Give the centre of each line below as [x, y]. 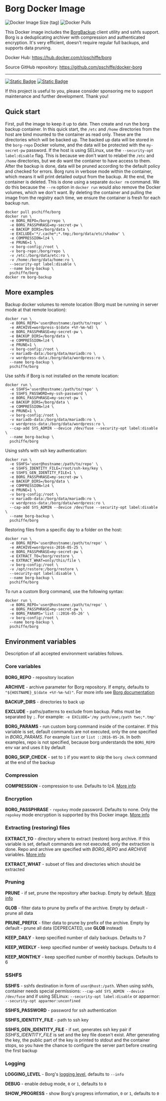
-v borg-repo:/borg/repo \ [37, 251]
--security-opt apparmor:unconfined [43, 1001]
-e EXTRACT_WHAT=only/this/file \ [45, 560]
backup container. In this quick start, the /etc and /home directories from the [82, 129]
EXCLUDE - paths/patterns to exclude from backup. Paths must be [73, 711]
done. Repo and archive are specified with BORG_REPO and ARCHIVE [76, 849]
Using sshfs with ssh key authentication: [46, 450]
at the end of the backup [30, 762]
